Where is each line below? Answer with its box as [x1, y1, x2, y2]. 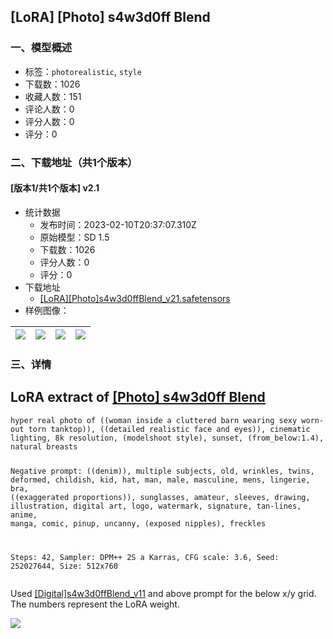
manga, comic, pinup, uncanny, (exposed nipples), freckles [10, 519, 267, 529]
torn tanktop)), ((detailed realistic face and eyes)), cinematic [28, 424, 311, 434]
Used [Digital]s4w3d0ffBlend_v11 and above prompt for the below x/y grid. [10, 588, 317, 600]
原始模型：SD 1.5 [39, 231, 110, 243]
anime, [10, 510, 38, 520]
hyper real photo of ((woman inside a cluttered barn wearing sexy [10, 415, 298, 425]
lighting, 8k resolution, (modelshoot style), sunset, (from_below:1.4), [10, 433, 325, 443]
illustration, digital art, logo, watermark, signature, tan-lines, [10, 501, 302, 512]
